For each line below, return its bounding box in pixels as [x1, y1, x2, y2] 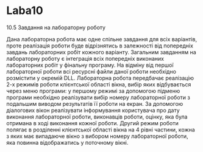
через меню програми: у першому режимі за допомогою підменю [6, 87, 180, 94]
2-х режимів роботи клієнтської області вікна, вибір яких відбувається [6, 80, 191, 88]
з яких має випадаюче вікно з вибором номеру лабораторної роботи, [6, 132, 188, 140]
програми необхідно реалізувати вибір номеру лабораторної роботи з [6, 94, 190, 101]
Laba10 [6, 4, 44, 18]
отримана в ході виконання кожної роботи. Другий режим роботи [6, 119, 179, 126]
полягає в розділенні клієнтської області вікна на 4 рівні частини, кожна [6, 126, 195, 133]
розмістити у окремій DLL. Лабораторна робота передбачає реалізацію [6, 74, 194, 81]
